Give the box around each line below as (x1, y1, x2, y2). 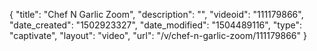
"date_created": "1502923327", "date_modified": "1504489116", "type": (9, 19, 302, 31)
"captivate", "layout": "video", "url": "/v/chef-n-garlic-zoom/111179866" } (9, 30, 307, 41)
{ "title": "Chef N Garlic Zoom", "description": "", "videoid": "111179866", (9, 9, 304, 20)
